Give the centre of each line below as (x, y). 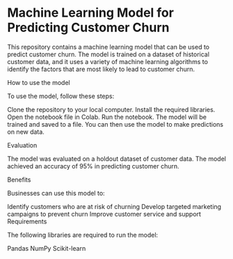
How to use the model (39, 82)
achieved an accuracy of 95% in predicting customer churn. (93, 166)
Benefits (19, 180)
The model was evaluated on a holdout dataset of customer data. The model (116, 159)
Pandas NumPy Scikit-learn (47, 248)
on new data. (26, 132)
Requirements (27, 221)
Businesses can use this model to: (56, 193)
